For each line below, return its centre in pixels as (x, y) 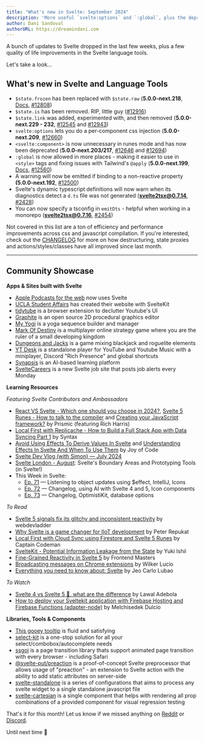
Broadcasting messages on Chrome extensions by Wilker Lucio (94, 564)
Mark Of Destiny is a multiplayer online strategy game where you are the (105, 330)
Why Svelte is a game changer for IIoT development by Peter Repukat (102, 532)
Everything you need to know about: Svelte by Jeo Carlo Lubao (94, 570)
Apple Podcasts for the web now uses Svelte (71, 298)
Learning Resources (32, 387)
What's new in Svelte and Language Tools (87, 84)
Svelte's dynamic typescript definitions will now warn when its (93, 189)
